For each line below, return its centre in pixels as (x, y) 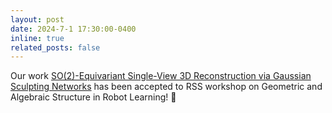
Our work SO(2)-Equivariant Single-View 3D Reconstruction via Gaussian (161, 76)
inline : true (37, 38)
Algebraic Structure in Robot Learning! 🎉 (93, 97)
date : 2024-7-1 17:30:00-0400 (73, 29)
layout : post (37, 19)
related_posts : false (55, 47)
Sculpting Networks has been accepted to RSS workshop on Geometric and (166, 87)
